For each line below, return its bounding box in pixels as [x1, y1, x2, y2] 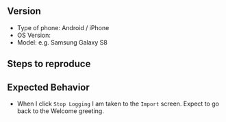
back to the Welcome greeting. [16, 107, 104, 115]
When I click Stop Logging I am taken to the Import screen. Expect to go [16, 99, 219, 108]
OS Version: [16, 31, 51, 39]
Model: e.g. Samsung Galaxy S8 [16, 38, 108, 47]
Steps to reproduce [7, 58, 91, 70]
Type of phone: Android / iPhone [16, 23, 110, 32]
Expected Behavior [7, 82, 90, 93]
